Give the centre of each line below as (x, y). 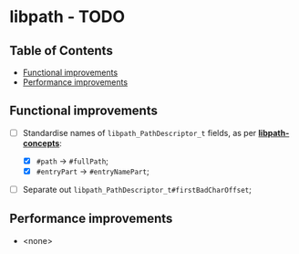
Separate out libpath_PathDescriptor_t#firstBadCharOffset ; (137, 190)
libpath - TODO (67, 17)
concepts (41, 143)
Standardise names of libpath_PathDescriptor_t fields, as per (139, 132)
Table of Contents (62, 51)
